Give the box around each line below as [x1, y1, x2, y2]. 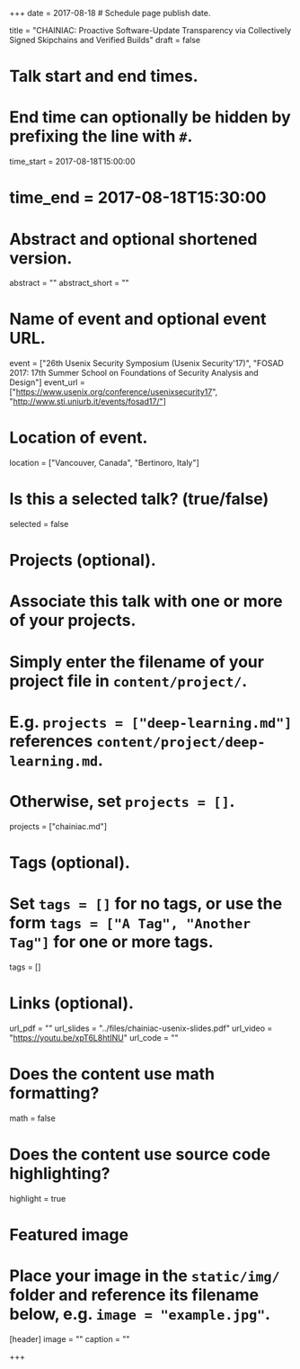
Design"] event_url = [9, 377, 85, 388]
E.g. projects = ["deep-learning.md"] [9, 711, 293, 732]
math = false [9, 1113, 56, 1123]
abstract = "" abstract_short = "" [9, 278, 130, 289]
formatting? [9, 1083, 100, 1103]
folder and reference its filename [9, 1285, 259, 1305]
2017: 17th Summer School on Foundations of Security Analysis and [9, 368, 259, 379]
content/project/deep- [95, 733, 266, 750]
